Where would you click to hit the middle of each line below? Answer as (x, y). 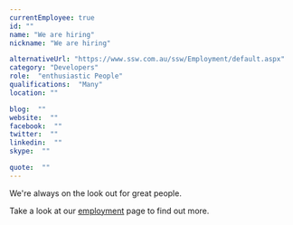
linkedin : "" (36, 143)
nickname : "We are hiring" (60, 43)
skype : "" (30, 151)
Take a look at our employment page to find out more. (109, 211)
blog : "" (28, 109)
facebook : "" (36, 126)
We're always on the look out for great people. (96, 193)
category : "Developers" (54, 68)
